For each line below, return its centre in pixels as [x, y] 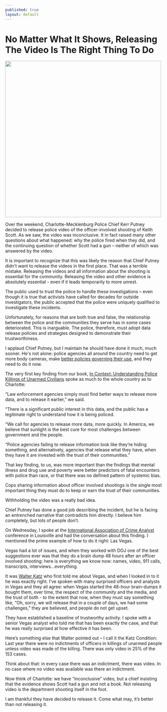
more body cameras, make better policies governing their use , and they [79, 359]
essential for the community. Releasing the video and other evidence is [78, 277]
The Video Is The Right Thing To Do [80, 50]
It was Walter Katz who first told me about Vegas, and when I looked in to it [82, 576]
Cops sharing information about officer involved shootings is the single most [83, 485]
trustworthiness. [22, 339]
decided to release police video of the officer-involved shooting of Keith [79, 230]
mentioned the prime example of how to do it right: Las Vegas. [69, 541]
